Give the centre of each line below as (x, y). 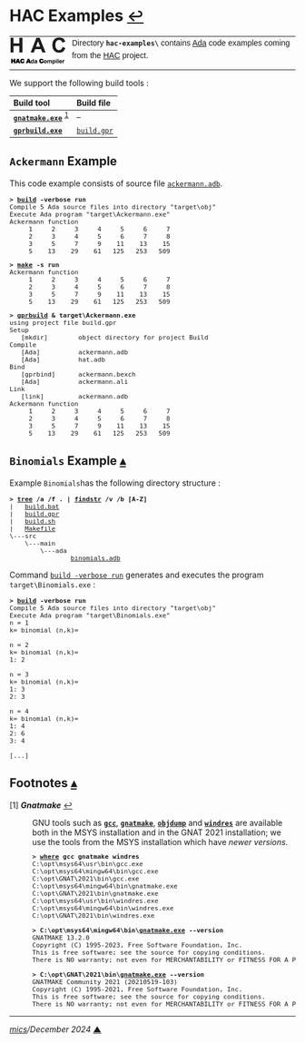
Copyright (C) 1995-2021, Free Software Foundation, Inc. (138, 989)
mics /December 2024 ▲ (55, 1029)
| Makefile (33, 528)
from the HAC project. (110, 56)
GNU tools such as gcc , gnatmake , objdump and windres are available (157, 822)
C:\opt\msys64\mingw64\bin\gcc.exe (95, 871)
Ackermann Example (64, 161)
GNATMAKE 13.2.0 (61, 938)
